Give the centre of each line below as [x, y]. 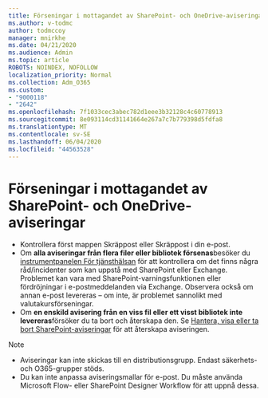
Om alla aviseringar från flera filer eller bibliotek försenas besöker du [135, 253]
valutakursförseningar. [57, 304]
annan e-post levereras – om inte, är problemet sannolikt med [121, 295]
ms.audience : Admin [41, 53]
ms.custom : [26, 90]
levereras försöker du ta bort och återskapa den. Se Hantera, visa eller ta [139, 321]
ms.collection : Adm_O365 [49, 82]
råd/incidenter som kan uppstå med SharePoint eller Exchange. [124, 270]
